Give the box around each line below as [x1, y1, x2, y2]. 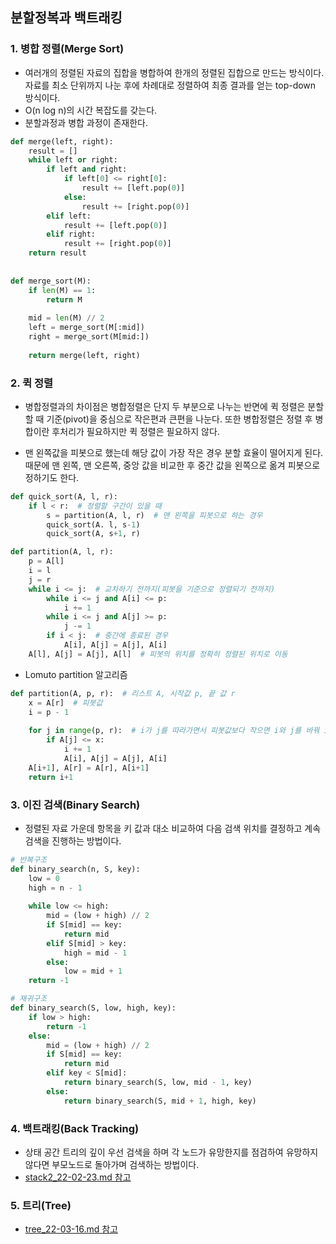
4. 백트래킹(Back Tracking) [10, 1121, 140, 1135]
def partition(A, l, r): [10, 547, 114, 557]
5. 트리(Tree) [10, 1198, 72, 1212]
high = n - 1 [28, 883, 83, 893]
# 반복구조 [10, 854, 48, 865]
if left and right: [46, 164, 128, 175]
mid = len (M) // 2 [28, 313, 105, 323]
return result [28, 248, 87, 258]
